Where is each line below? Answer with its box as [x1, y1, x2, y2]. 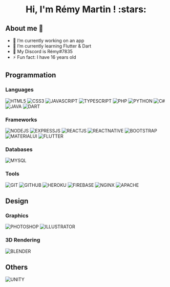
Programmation [5, 71, 56, 80]
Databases [5, 146, 33, 153]
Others [5, 262, 28, 272]
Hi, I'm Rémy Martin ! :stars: [25, 4, 147, 15]
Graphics [5, 212, 29, 219]
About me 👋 [5, 24, 44, 33]
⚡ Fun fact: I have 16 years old [12, 54, 76, 60]
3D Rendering [5, 236, 40, 244]
